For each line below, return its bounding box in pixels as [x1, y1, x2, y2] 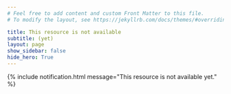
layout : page [7, 42, 45, 48]
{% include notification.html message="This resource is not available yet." [7, 72, 217, 80]
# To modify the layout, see [7, 16, 91, 23]
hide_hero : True [7, 54, 54, 61]
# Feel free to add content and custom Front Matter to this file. [7, 10, 205, 17]
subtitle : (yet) [7, 35, 54, 42]
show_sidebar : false [7, 48, 67, 54]
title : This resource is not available [7, 29, 122, 35]
